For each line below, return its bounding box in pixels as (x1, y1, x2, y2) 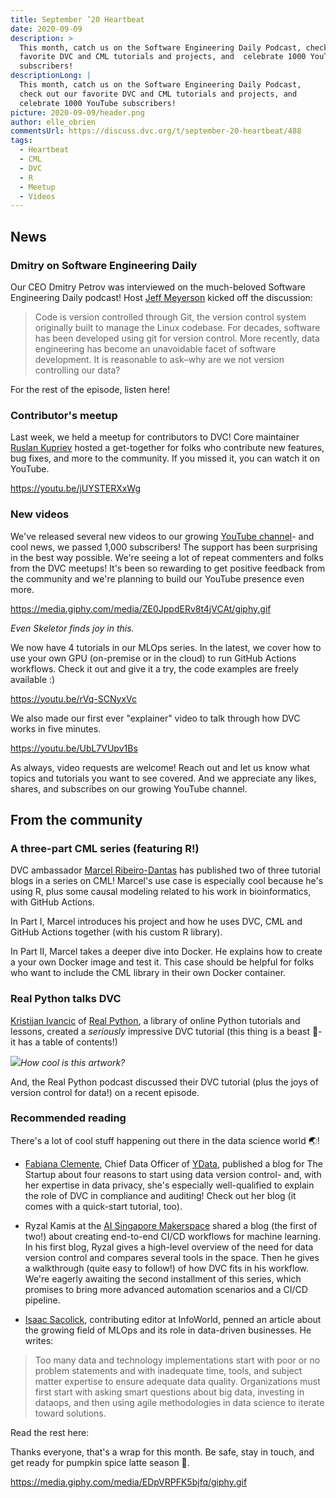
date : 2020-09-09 (10, 24, 83, 34)
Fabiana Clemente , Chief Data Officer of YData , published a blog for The (24, 1157, 323, 1170)
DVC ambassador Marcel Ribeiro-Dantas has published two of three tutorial (10, 864, 321, 876)
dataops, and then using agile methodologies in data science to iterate (34, 1396, 325, 1408)
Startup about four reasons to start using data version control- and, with (24, 1168, 322, 1180)
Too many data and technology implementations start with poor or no (34, 1354, 321, 1366)
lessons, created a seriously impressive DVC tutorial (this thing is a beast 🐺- (10, 1025, 323, 1037)
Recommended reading (10, 1111, 127, 1125)
